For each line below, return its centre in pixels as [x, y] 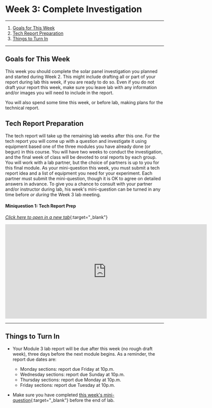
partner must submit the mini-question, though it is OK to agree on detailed [83, 178]
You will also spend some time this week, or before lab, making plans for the [84, 102]
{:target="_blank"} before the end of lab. [73, 400]
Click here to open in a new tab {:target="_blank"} [57, 217]
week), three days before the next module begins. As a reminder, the [84, 354]
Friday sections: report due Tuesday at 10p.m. [67, 385]
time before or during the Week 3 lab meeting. [53, 194]
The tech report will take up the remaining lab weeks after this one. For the [83, 136]
